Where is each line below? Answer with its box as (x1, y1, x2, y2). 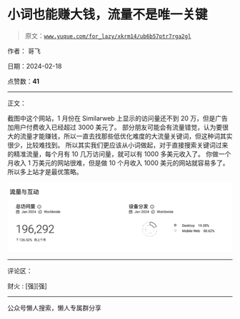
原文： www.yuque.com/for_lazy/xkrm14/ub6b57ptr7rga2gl (24, 31, 191, 40)
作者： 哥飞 (7, 46, 41, 55)
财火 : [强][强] (7, 282, 48, 290)
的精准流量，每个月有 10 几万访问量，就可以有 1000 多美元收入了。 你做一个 (7, 149, 231, 158)
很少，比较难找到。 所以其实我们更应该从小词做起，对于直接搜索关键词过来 (7, 141, 229, 149)
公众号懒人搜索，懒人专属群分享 (7, 304, 101, 313)
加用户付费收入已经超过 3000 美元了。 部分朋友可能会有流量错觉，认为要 (7, 123, 223, 131)
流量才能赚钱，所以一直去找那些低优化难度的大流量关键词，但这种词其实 (19, 131, 233, 140)
